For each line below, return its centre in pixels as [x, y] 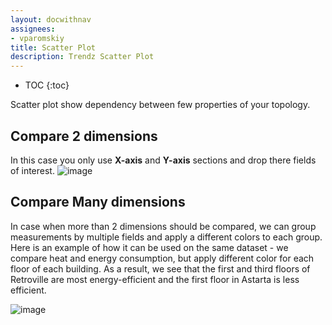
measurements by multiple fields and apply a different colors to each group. [166, 237]
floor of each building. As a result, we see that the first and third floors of [160, 268]
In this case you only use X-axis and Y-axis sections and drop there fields [163, 160]
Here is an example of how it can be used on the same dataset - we [149, 247]
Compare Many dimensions [98, 202]
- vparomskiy [37, 38]
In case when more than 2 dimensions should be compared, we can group [163, 226]
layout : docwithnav [51, 19]
